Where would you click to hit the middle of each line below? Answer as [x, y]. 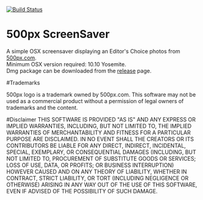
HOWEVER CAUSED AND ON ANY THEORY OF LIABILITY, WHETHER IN [97, 171]
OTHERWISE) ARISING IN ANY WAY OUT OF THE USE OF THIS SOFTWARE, [102, 185]
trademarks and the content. [42, 107]
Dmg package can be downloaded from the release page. [79, 71]
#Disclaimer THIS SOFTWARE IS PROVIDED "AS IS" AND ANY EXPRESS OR [101, 119]
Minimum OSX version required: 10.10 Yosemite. [66, 64]
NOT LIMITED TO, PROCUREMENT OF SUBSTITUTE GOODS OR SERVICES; [101, 158]
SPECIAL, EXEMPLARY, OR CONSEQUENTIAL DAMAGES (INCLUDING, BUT [102, 152]
